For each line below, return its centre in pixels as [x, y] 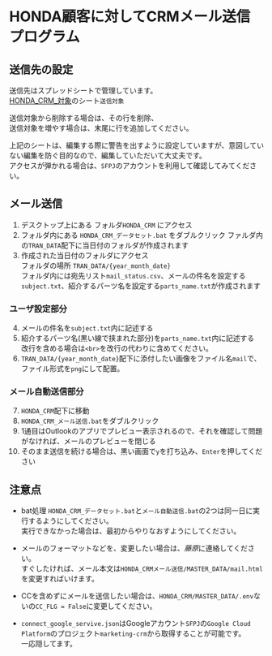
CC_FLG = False [61, 607]
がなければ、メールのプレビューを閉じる [88, 441]
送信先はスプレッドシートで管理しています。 [83, 91]
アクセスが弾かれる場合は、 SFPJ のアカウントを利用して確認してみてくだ [130, 166]
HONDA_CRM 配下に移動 [55, 411]
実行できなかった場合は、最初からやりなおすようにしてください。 [131, 531]
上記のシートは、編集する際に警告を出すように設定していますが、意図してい [136, 145]
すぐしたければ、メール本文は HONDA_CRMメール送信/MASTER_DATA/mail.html [142, 568]
